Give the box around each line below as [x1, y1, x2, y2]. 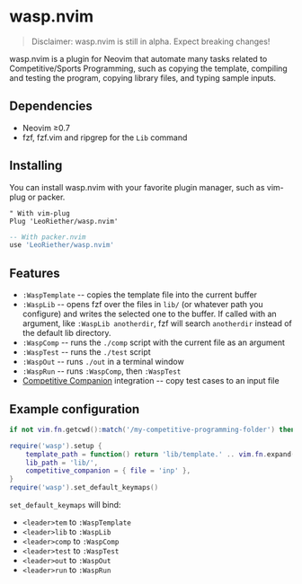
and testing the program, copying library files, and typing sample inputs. [9, 72, 277, 83]
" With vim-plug [9, 208, 70, 217]
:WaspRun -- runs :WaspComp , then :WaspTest [22, 366, 182, 376]
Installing [9, 158, 63, 173]
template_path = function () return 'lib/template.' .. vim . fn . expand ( [25, 449, 296, 459]
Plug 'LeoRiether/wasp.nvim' [9, 217, 119, 226]
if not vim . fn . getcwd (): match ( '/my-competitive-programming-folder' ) [9, 425, 276, 434]
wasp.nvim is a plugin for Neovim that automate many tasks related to [9, 53, 268, 64]
